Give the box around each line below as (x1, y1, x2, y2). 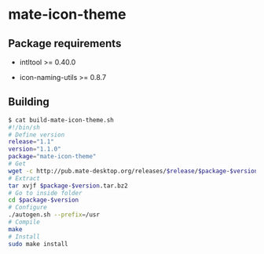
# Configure (8, 204, 47, 212)
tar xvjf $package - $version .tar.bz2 (8, 182, 128, 190)
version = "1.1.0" (8, 145, 61, 154)
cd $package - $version (8, 196, 79, 205)
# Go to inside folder (8, 189, 82, 197)
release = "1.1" (8, 138, 55, 146)
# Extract (8, 174, 41, 182)
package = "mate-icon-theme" (8, 153, 97, 161)
